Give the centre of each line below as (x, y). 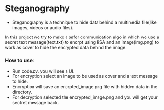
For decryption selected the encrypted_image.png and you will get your (85, 97)
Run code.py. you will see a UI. (43, 71)
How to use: (20, 60)
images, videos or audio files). (43, 27)
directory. (22, 92)
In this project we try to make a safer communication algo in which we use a (82, 37)
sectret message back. (35, 103)
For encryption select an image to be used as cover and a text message (85, 76)
